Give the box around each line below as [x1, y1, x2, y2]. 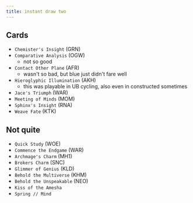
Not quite [6, 125, 41, 135]
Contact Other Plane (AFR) [14, 64, 80, 71]
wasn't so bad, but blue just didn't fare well [23, 71, 127, 78]
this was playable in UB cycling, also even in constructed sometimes [23, 83, 188, 90]
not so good [23, 58, 52, 65]
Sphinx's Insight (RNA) [14, 102, 73, 109]
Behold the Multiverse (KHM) [14, 171, 87, 178]
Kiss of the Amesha [14, 185, 62, 191]
